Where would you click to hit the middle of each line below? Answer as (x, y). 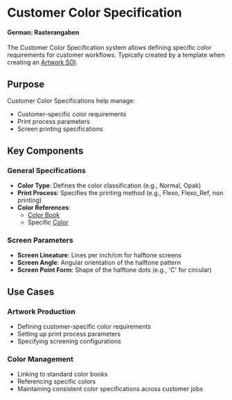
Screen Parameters (41, 240)
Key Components (45, 151)
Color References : (44, 207)
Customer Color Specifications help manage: (71, 101)
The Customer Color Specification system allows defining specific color (109, 48)
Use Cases (31, 292)
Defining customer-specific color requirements (84, 326)
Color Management (41, 359)
